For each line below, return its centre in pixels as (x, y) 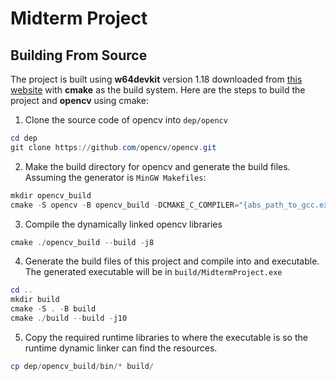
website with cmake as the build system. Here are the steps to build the (158, 90)
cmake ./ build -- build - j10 (69, 318)
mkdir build (35, 300)
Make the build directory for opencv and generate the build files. (157, 166)
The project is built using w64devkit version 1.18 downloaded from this (156, 79)
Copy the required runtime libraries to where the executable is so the (166, 337)
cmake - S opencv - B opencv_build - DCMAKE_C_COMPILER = (125, 205)
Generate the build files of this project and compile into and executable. (172, 261)
